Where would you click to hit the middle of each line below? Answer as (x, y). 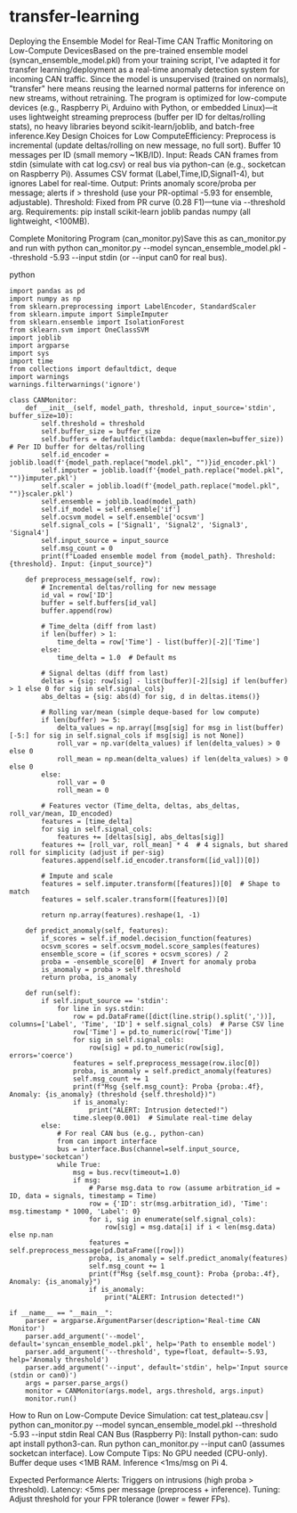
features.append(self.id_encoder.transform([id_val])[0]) (151, 860)
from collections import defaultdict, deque (93, 369)
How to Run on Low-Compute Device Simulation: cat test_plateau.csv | (139, 1415)
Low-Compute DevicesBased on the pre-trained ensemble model (129, 50)
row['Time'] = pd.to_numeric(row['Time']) (153, 1032)
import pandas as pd (48, 291)
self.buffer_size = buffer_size (101, 431)
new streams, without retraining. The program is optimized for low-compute (148, 98)
